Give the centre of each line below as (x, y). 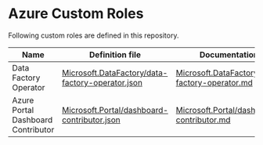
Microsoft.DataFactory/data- (115, 73)
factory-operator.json (102, 82)
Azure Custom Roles (76, 14)
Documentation (229, 54)
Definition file (115, 54)
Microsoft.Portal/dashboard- (115, 110)
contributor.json (91, 120)
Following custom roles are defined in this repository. (94, 35)
